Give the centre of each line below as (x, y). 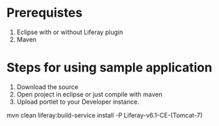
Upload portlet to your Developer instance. (78, 102)
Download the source (47, 87)
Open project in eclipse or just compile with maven (90, 94)
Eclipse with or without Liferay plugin (70, 32)
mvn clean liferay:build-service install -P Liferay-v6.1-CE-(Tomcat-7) (105, 115)
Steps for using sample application (109, 68)
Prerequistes (45, 13)
